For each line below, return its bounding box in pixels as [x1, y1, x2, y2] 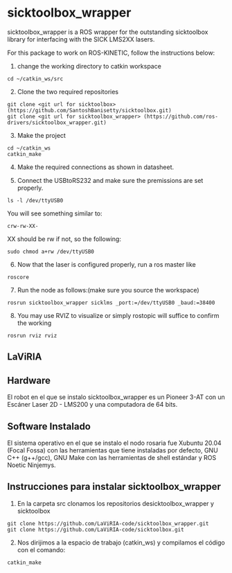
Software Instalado [7, 421, 91, 432]
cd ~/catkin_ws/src [7, 75, 64, 82]
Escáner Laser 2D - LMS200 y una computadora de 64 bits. [7, 400, 178, 409]
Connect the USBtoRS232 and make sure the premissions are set [17, 176, 204, 184]
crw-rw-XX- [7, 222, 39, 229]
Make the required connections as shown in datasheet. [17, 163, 175, 171]
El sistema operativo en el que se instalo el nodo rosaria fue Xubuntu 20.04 [7, 439, 222, 447]
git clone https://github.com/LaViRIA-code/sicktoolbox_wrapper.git [7, 520, 209, 527]
